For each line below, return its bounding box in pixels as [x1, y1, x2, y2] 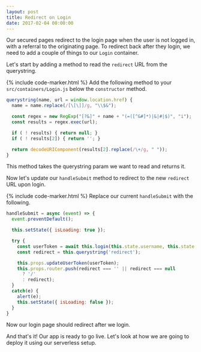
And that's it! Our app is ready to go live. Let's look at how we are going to [6, 333, 190, 340]
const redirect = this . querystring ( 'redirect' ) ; [17, 249, 141, 255]
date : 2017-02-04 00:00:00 [6, 20, 74, 26]
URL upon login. [6, 181, 46, 188]
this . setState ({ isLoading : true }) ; [11, 227, 106, 233]
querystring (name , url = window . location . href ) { [6, 97, 133, 103]
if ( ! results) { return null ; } [11, 130, 98, 136]
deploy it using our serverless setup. [6, 339, 97, 347]
